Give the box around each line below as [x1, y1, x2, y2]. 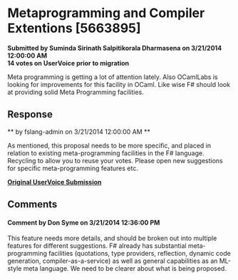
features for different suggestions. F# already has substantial [7, 242, 187, 250]
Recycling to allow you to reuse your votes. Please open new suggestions [7, 156, 223, 165]
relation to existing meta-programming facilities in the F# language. [7, 148, 205, 157]
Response [7, 108, 53, 120]
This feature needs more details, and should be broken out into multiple [7, 234, 217, 243]
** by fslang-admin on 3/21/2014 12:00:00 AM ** [7, 127, 151, 136]
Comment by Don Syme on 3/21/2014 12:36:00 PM [7, 218, 160, 227]
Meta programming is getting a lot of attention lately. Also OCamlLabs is [7, 73, 219, 81]
